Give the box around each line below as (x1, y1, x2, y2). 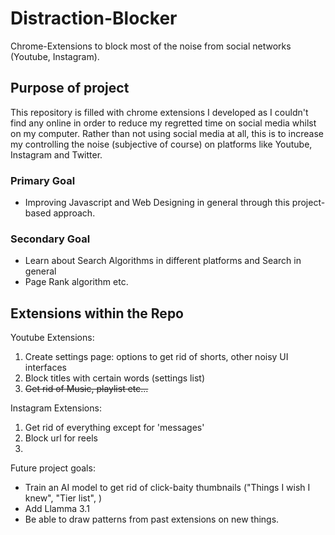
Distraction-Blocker (10, 7, 178, 30)
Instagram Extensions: (10, 402, 102, 414)
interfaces (24, 362, 67, 374)
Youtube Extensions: (10, 332, 95, 344)
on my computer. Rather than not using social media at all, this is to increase (10, 127, 324, 139)
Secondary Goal (10, 232, 91, 246)
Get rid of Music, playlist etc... (24, 383, 149, 395)
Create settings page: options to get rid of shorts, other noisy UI (24, 351, 289, 363)
